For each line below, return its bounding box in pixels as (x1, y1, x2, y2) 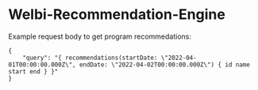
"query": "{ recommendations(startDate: (22, 54, 158, 62)
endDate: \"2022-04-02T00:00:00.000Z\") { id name (79, 61, 250, 69)
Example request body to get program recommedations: (8, 32, 192, 41)
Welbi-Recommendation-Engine (8, 6, 226, 24)
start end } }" (8, 67, 59, 76)
